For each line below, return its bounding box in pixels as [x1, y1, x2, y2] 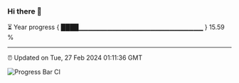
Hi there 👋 [7, 6, 43, 16]
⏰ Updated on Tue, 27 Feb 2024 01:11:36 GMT [7, 53, 143, 62]
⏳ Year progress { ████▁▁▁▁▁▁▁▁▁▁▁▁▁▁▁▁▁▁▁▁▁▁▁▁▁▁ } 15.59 [7, 23, 225, 31]
